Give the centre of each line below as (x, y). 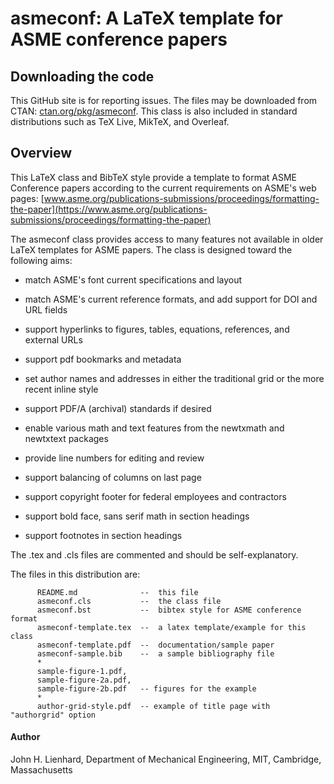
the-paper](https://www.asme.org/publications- (109, 209)
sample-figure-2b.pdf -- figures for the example (146, 688)
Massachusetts (41, 770)
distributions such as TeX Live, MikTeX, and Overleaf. (120, 121)
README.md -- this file (117, 592)
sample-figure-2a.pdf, (84, 680)
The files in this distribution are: (75, 574)
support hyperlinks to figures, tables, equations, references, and (157, 329)
